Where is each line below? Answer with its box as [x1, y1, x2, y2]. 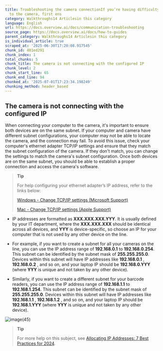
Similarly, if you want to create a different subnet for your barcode [12, 276, 144, 282]
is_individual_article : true [5, 39, 64, 44]
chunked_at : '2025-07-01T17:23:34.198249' [5, 79, 92, 84]
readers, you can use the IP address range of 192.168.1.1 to [12, 281, 130, 287]
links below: [16, 188, 41, 193]
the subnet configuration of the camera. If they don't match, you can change [5, 148, 158, 154]
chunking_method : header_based [5, 84, 68, 89]
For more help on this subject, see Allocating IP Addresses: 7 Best [16, 335, 149, 341]
